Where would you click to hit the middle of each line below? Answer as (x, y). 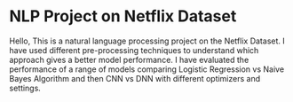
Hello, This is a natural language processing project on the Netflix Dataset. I (147, 41)
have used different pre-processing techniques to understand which (134, 50)
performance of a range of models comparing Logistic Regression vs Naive (147, 69)
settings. (25, 88)
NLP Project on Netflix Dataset (123, 16)
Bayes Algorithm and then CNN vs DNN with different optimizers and (135, 78)
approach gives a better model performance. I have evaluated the (129, 59)
